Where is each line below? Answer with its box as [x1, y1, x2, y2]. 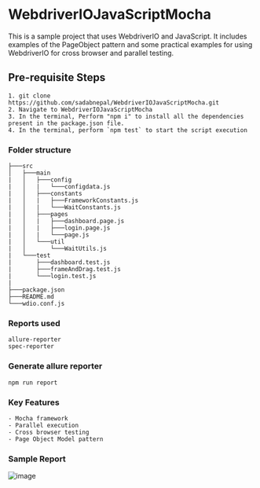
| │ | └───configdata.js [8, 183, 111, 191]
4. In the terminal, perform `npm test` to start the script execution [8, 126, 247, 134]
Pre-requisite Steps [8, 71, 106, 84]
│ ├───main [8, 169, 51, 178]
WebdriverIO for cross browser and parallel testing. [8, 48, 174, 57]
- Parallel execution [8, 421, 79, 429]
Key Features [8, 397, 60, 408]
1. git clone [8, 92, 51, 100]
